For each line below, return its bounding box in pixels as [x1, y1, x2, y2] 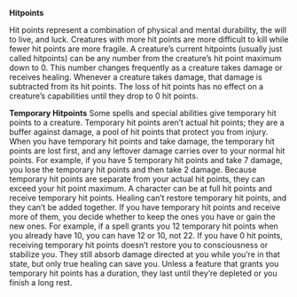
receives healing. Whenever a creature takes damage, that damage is [9, 72, 263, 82]
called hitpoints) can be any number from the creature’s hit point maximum [9, 53, 282, 63]
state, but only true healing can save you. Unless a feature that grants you [9, 259, 279, 269]
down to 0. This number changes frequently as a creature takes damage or [9, 62, 283, 73]
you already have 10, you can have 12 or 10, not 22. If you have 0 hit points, [9, 231, 284, 240]
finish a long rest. [9, 277, 73, 287]
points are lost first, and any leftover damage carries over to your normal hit [9, 145, 285, 156]
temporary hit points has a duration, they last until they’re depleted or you [9, 268, 277, 278]
